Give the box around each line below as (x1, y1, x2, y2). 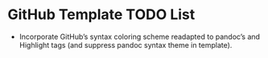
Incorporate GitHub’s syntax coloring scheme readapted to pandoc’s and (19, 32, 261, 41)
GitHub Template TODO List (7, 6, 196, 24)
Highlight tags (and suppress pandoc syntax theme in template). (19, 40, 233, 49)
